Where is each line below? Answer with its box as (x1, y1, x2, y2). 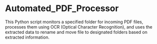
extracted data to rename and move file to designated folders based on (5, 29, 148, 35)
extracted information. (5, 34, 50, 40)
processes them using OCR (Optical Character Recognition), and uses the (5, 24, 153, 29)
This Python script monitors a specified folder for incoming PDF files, (5, 19, 143, 25)
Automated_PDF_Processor (5, 3, 119, 14)
